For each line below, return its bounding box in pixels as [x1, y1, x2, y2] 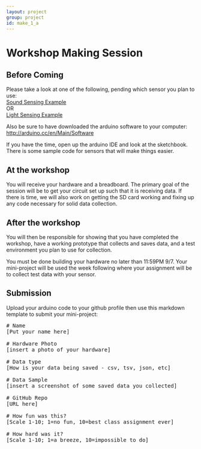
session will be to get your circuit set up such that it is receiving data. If [6, 187, 182, 194]
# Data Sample [6, 376, 48, 383]
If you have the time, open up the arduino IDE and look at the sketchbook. [6, 141, 188, 148]
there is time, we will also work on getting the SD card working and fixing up [6, 194, 194, 201]
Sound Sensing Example [6, 99, 67, 106]
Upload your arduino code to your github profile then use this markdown [6, 304, 185, 311]
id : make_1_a [6, 20, 39, 26]
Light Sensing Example [6, 111, 63, 119]
